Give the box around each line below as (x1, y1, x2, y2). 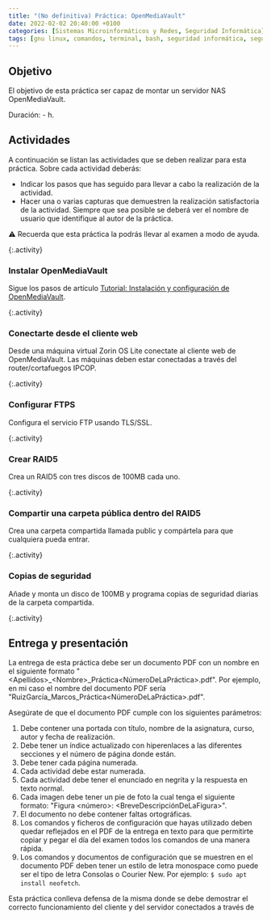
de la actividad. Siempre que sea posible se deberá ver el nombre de (19, 205, 249, 214)
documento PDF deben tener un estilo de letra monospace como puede (19, 861, 259, 871)
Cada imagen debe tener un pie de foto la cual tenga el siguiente (19, 792, 236, 802)
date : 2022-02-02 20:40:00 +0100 (8, 19, 121, 27)
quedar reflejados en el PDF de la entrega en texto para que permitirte (19, 826, 254, 837)
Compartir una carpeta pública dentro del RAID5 (8, 507, 202, 518)
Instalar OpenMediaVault (8, 264, 108, 276)
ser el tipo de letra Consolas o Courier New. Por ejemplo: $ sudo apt (19, 870, 248, 880)
